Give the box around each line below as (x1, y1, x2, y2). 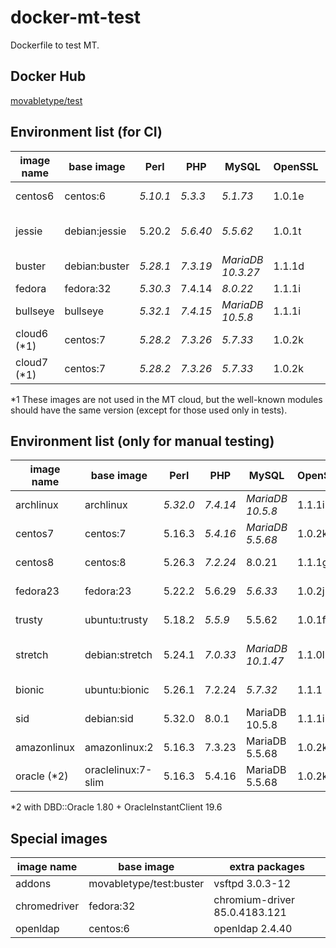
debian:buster (64, 259, 130, 273)
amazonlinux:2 (84, 741, 154, 755)
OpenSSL (273, 159, 319, 173)
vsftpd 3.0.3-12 (213, 877, 292, 891)
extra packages (229, 860, 305, 874)
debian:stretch (84, 648, 153, 662)
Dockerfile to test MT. (10, 39, 100, 51)
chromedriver (15, 899, 80, 913)
